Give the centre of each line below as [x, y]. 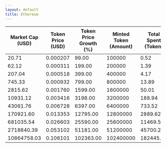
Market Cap [24, 37]
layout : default [22, 10]
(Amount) [121, 46]
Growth [88, 43]
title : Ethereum [22, 14]
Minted [121, 34]
